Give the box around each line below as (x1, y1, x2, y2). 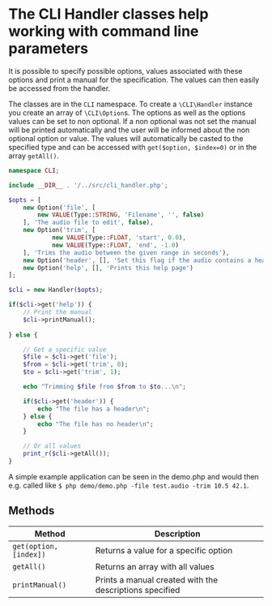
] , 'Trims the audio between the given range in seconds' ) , (23, 248, 230, 256)
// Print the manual (23, 308, 92, 316)
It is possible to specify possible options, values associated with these (8, 66, 243, 75)
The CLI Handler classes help (8, 5, 209, 24)
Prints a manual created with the (95, 574, 219, 585)
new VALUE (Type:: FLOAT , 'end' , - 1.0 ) (51, 241, 180, 249)
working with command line (8, 22, 199, 41)
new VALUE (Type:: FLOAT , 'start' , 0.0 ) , (51, 234, 186, 242)
